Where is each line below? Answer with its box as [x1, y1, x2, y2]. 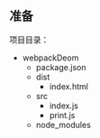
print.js [49, 109, 76, 120]
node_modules [35, 119, 92, 130]
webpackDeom [22, 52, 79, 63]
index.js [49, 100, 78, 111]
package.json [35, 61, 86, 72]
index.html [49, 80, 88, 92]
